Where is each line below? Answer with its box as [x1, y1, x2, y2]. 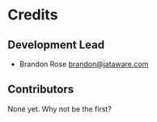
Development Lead [7, 38, 105, 52]
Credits [7, 6, 58, 24]
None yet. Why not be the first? [7, 103, 112, 114]
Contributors [7, 82, 74, 96]
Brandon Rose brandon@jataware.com [19, 59, 149, 69]
